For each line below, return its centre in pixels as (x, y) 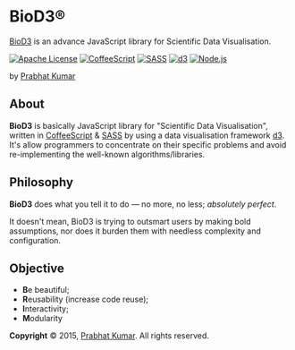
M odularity (42, 319)
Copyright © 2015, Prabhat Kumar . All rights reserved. (110, 336)
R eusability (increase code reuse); (85, 299)
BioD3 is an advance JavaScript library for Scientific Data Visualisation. (140, 41)
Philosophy (42, 182)
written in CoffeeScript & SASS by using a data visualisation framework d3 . (147, 135)
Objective (37, 268)
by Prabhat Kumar (42, 76)
